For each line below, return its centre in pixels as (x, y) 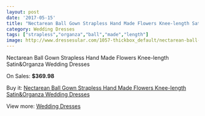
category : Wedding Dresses (41, 29)
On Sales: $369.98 (31, 76)
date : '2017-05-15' (31, 18)
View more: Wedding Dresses (44, 106)
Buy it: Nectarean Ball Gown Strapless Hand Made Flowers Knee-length (96, 88)
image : (15, 40)
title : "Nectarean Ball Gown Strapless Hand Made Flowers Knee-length (98, 23)
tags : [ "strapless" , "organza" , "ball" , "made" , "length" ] (77, 35)
